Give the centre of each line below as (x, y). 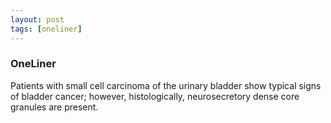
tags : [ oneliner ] (46, 29)
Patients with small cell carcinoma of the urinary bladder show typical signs (166, 85)
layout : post (37, 19)
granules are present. (54, 107)
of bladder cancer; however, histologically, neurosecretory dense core (155, 96)
